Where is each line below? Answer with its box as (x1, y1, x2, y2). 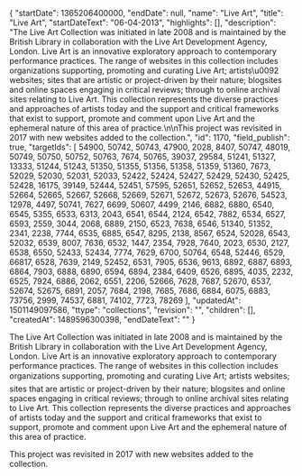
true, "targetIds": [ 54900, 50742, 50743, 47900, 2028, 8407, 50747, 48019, (9, 142, 291, 152)
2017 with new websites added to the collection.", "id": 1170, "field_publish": (9, 133, 290, 142)
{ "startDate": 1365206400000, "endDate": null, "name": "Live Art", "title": (9, 8, 284, 18)
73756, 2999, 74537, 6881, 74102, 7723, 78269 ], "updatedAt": (9, 295, 242, 306)
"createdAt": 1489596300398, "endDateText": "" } (9, 315, 196, 325)
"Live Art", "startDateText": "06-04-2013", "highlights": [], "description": (9, 17, 277, 28)
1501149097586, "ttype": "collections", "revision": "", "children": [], (9, 305, 256, 315)
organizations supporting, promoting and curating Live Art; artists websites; (9, 371, 290, 381)
